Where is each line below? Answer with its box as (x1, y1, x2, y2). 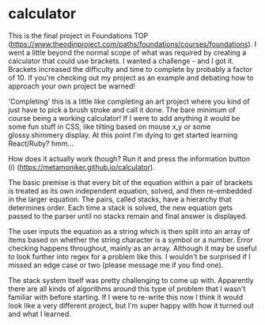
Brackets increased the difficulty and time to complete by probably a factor (8, 64, 253, 74)
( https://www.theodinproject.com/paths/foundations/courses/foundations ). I (8, 39, 257, 48)
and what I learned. (8, 309, 71, 319)
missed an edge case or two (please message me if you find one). (8, 260, 224, 270)
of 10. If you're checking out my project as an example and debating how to (8, 73, 254, 82)
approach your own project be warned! (8, 81, 136, 91)
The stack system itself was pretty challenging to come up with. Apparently (8, 275, 255, 285)
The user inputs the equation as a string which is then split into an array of (8, 226, 251, 236)
